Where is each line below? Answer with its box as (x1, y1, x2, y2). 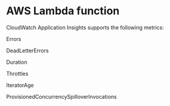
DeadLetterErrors (6, 46, 49, 54)
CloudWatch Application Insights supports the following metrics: (6, 24, 164, 31)
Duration (6, 58, 28, 66)
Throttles (6, 70, 29, 77)
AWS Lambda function (6, 4, 120, 18)
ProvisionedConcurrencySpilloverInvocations (6, 93, 118, 100)
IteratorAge (6, 82, 34, 89)
